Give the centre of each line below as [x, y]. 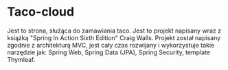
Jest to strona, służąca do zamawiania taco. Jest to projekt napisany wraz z [114, 31]
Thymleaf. [21, 59]
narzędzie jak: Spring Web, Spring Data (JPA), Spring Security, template [109, 52]
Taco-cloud [41, 12]
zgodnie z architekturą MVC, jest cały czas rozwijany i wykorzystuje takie [111, 45]
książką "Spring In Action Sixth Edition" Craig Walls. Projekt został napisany [114, 37]
